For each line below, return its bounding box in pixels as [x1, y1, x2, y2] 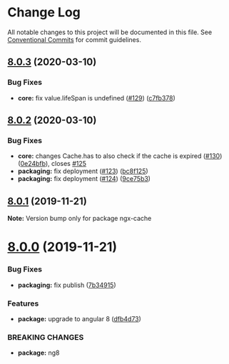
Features [7, 298, 39, 308]
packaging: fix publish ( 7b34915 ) [17, 281, 116, 289]
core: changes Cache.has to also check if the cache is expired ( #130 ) [17, 152, 223, 160]
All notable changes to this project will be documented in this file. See [7, 28, 213, 36]
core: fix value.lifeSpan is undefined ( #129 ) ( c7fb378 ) [17, 93, 176, 102]
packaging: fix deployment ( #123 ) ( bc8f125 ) [17, 167, 148, 175]
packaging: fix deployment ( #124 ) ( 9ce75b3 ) [17, 175, 151, 183]
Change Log [7, 4, 81, 21]
